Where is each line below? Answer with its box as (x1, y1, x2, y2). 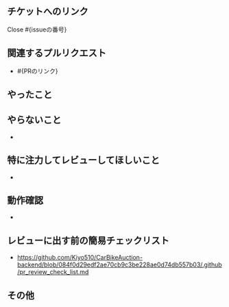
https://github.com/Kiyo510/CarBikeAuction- (16, 254, 143, 262)
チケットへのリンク (7, 5, 88, 18)
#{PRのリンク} (16, 66, 58, 75)
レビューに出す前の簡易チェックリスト (7, 234, 169, 246)
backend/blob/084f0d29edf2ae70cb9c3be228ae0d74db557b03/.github (16, 260, 223, 269)
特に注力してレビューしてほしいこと (7, 154, 160, 166)
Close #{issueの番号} (7, 25, 67, 34)
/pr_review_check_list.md (16, 268, 89, 276)
